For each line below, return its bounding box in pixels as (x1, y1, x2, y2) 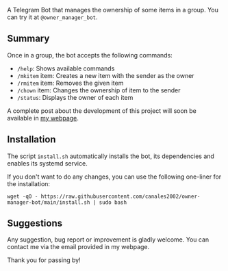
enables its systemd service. (7, 159, 88, 167)
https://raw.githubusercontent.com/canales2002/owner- (40, 193, 201, 200)
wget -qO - (7, 193, 38, 200)
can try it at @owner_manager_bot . (7, 13, 98, 21)
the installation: (7, 179, 50, 188)
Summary (7, 33, 50, 44)
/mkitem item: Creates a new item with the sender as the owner (16, 71, 194, 79)
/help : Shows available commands (16, 64, 115, 73)
